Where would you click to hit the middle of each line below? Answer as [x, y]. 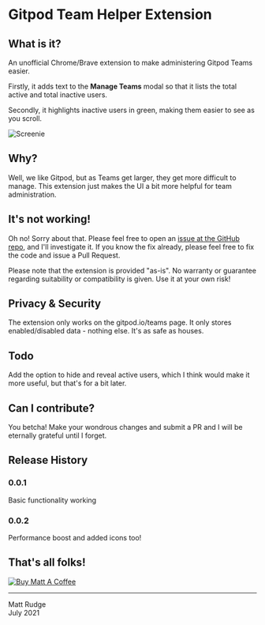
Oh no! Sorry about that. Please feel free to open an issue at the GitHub [124, 238]
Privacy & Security [55, 304]
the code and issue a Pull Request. [64, 255]
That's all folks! [47, 563]
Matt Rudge [27, 604]
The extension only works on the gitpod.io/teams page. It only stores [120, 322]
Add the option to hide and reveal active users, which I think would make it [129, 375]
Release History [48, 460]
